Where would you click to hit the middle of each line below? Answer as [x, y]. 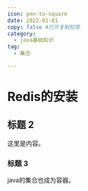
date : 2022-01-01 [33, 21]
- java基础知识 [34, 40]
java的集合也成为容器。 [41, 180]
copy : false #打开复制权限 [44, 27]
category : [22, 34]
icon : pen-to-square [38, 14]
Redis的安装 [43, 97]
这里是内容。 [26, 143]
